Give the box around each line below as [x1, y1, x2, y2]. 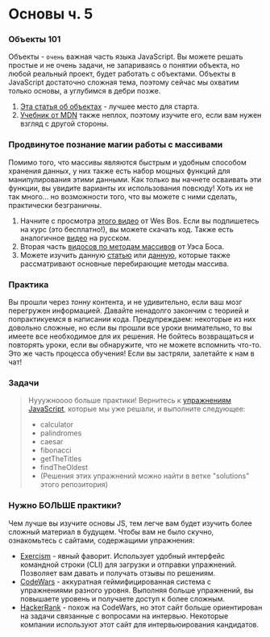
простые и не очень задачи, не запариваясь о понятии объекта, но [8, 60, 240, 70]
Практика [8, 279, 49, 290]
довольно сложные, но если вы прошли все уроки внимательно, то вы [8, 323, 252, 333]
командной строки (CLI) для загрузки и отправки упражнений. [19, 560, 237, 569]
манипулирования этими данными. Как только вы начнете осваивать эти [8, 174, 262, 184]
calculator [39, 420, 74, 430]
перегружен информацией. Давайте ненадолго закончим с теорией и [8, 306, 250, 315]
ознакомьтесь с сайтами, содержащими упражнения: [8, 535, 195, 545]
